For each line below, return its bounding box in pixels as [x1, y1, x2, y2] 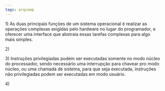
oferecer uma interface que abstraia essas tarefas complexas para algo [5, 31, 151, 37]
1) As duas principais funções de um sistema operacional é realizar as [5, 21, 147, 27]
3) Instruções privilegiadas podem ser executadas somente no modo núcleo [5, 55, 161, 61]
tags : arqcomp [5, 7, 35, 12]
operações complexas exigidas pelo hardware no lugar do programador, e [5, 26, 156, 32]
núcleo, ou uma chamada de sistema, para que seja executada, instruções [5, 66, 157, 72]
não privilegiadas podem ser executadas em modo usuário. [5, 71, 126, 77]
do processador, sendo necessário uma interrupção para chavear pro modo [5, 61, 160, 66]
